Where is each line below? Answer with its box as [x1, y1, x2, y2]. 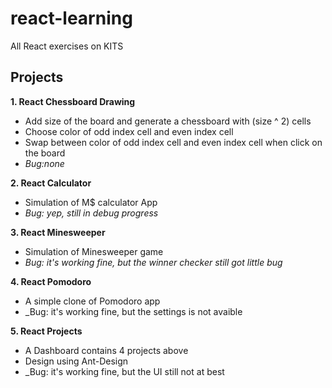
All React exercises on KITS [10, 40, 124, 52]
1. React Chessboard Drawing [10, 95, 136, 107]
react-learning [10, 7, 133, 30]
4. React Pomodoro [10, 275, 92, 287]
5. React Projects [10, 325, 83, 337]
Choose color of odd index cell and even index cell [24, 125, 234, 137]
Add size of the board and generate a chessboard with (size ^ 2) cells [24, 115, 312, 127]
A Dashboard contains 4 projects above [24, 344, 189, 356]
